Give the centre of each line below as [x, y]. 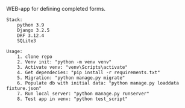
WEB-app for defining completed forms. [56, 9]
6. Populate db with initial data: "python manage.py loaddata [98, 83]
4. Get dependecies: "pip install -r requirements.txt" [89, 72]
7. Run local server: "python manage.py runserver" [83, 94]
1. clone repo [35, 57]
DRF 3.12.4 [31, 36]
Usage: [14, 51]
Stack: [14, 20]
